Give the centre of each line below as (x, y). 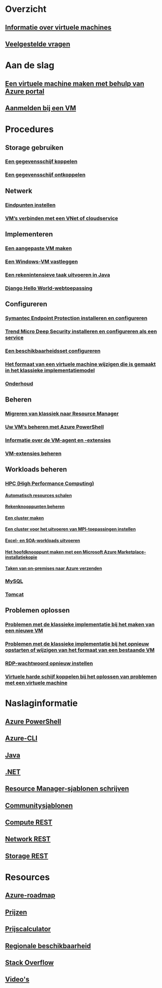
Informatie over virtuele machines (58, 27)
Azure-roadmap (30, 895)
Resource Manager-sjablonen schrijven (67, 789)
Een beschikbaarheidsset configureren (53, 351)
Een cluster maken (25, 518)
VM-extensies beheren (33, 453)
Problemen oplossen (37, 610)
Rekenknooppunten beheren (35, 507)
